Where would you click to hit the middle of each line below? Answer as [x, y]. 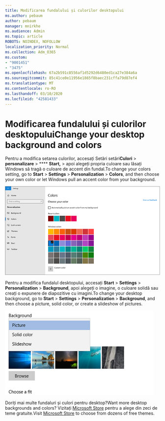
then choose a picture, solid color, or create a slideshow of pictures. [74, 304]
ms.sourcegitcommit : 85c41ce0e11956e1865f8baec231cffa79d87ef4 [71, 78]
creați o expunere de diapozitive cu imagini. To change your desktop [74, 293]
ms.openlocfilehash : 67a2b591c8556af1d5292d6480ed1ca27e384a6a [71, 73]
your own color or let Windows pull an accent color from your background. [81, 180]
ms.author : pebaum [24, 16]
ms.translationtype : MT [29, 83]
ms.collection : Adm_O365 [30, 52]
